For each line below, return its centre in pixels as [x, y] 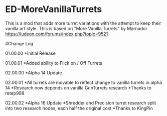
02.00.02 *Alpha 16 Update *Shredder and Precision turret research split [81, 103]
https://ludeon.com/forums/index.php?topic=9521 [57, 34]
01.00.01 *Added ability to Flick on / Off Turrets [54, 63]
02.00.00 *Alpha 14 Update [34, 73]
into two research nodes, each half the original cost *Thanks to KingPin [79, 108]
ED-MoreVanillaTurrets [54, 9]
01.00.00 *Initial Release [31, 53]
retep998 [15, 93]
